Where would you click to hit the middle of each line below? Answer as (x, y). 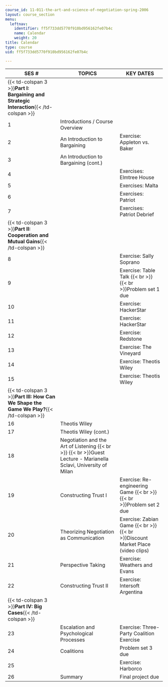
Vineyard (130, 353)
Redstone (131, 339)
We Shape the (25, 403)
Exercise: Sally (137, 256)
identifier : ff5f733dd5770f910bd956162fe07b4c (63, 29)
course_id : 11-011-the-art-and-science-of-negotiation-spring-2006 (77, 10)
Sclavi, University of (84, 465)
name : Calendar (30, 33)
